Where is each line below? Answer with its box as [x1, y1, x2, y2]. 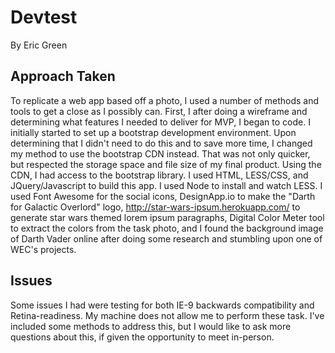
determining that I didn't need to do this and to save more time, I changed [10, 137, 313, 149]
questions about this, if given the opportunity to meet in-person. [10, 331, 275, 343]
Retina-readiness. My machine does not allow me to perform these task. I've [10, 309, 325, 321]
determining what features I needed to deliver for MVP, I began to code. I [10, 116, 311, 128]
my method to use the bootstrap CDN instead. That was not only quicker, [10, 147, 311, 160]
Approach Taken [10, 68, 116, 85]
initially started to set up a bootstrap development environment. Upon [10, 126, 297, 138]
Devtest [10, 6, 78, 29]
